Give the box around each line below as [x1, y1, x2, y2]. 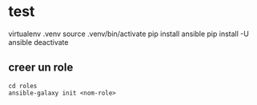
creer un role [8, 61, 74, 75]
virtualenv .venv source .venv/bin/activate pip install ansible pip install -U [8, 29, 250, 38]
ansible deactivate [8, 37, 69, 46]
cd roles [8, 82, 38, 90]
